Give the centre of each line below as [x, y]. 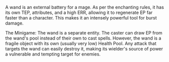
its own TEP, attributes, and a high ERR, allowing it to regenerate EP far [79, 12]
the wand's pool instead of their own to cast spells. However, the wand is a [83, 38]
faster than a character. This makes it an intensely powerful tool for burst [81, 18]
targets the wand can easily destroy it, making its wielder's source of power [84, 49]
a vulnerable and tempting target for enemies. [53, 54]
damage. [14, 23]
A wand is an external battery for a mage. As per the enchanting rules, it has [85, 7]
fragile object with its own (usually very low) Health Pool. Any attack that [81, 43]
